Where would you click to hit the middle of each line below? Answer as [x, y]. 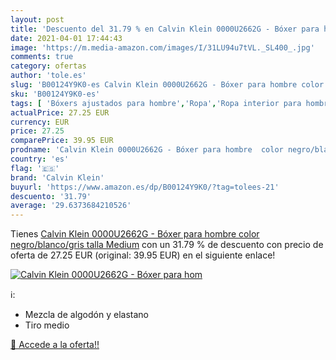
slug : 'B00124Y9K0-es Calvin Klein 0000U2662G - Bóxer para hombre [154, 85]
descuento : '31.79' [51, 196]
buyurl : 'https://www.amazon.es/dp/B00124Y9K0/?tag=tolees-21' [145, 187]
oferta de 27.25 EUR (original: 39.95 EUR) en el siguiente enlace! [143, 255]
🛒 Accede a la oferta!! [55, 345]
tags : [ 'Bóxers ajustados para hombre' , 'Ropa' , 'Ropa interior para [156, 103]
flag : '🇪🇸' [35, 168]
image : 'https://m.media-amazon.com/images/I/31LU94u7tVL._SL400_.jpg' [162, 47]
